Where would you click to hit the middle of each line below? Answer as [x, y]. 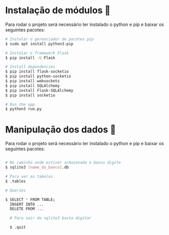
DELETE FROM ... [27, 209]
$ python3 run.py [24, 109]
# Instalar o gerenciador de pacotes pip [50, 39]
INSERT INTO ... [27, 204]
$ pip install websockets [32, 81]
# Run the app [20, 104]
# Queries [16, 190]
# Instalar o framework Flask [37, 53]
